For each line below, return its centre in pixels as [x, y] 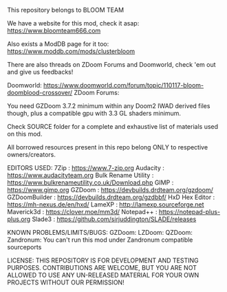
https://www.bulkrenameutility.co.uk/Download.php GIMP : [90, 182]
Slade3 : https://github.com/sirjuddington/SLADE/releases [114, 219]
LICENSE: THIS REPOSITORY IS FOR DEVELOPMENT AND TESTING [103, 260]
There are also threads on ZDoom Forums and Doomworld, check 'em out [111, 64]
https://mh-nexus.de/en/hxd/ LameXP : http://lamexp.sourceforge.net [106, 205]
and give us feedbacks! [40, 72]
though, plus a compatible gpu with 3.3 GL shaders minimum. [94, 113]
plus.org [19, 219]
